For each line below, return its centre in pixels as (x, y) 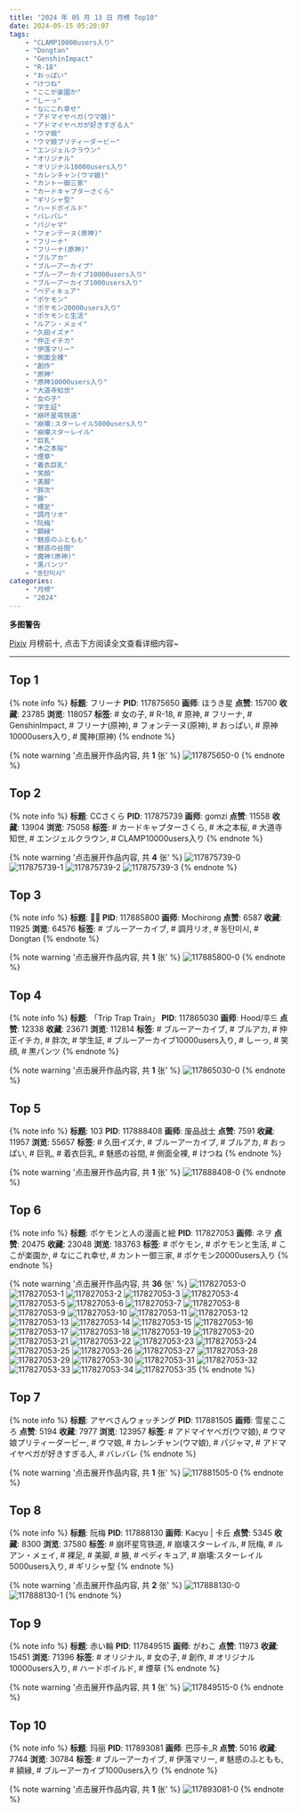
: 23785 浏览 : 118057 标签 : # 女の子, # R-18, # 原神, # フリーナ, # (135, 713)
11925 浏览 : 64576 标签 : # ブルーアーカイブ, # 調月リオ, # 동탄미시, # (134, 929)
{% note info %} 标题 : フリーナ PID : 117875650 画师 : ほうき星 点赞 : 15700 (143, 703)
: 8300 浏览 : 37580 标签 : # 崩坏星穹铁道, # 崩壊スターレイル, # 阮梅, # (145, 1544)
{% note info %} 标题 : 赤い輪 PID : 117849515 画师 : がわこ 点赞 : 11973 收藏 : (144, 1646)
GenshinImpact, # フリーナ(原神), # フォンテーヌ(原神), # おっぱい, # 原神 (144, 725)
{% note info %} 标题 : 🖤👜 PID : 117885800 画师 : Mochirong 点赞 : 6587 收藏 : (146, 918)
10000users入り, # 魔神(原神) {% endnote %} (93, 736)
